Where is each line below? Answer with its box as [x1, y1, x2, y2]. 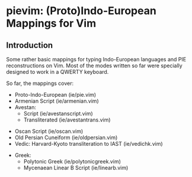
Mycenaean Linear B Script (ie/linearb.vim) [23, 164, 129, 171]
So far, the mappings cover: [6, 80, 74, 87]
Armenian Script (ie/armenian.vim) [14, 97, 99, 104]
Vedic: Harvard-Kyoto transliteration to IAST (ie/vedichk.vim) [14, 140, 163, 147]
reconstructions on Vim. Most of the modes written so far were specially [6, 62, 183, 69]
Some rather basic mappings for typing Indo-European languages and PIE [6, 56, 187, 63]
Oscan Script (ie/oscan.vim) [14, 128, 84, 135]
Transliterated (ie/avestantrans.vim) [23, 116, 111, 123]
